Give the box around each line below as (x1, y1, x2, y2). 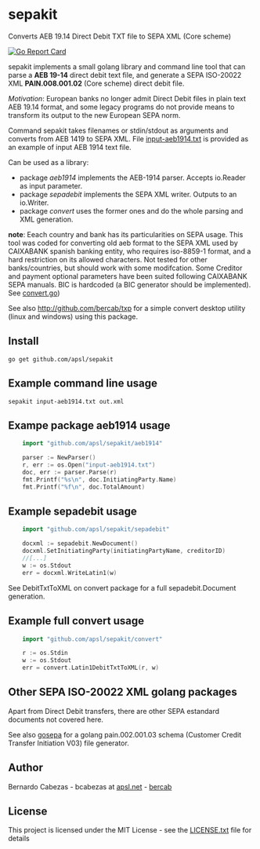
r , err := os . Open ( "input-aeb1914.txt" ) (22, 461, 156, 469)
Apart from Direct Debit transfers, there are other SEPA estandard (8, 706, 220, 715)
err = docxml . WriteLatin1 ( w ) (22, 569, 117, 576)
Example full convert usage (8, 614, 145, 628)
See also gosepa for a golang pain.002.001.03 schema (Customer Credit (8, 730, 242, 739)
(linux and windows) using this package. (8, 312, 139, 321)
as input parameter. (19, 181, 83, 190)
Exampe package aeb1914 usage (8, 419, 171, 432)
